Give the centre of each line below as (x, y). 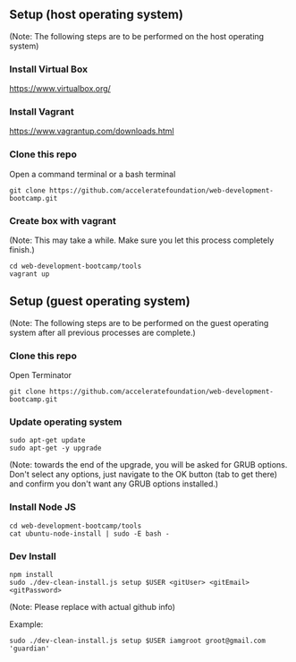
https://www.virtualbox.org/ (60, 89)
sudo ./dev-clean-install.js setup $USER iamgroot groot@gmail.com (138, 641)
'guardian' (30, 649)
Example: (26, 624)
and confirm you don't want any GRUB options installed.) (114, 484)
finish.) (22, 249)
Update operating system (66, 422)
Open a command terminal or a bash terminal (93, 174)
